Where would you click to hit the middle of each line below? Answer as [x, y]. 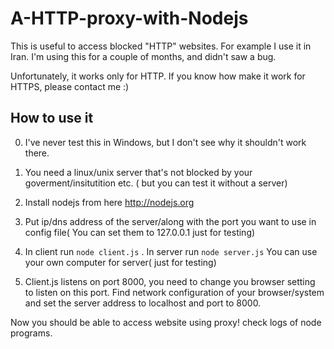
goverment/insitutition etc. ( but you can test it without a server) [156, 183]
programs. [31, 333]
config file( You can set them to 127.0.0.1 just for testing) [140, 232]
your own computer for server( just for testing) [120, 262]
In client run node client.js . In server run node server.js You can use [171, 251]
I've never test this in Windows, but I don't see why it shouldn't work [165, 142]
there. [37, 153]
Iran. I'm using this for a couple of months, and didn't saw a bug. [143, 56]
